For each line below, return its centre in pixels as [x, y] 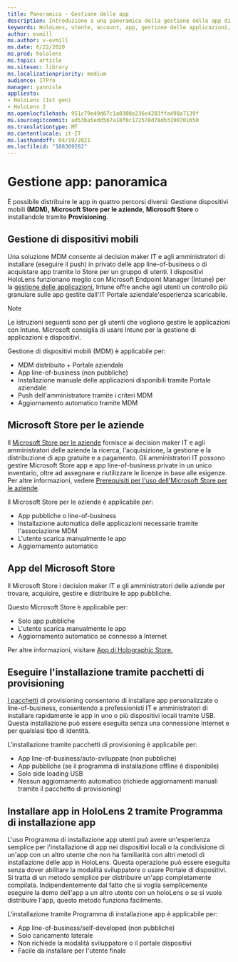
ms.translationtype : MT [43, 127]
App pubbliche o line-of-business [67, 515]
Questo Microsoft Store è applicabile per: [68, 607]
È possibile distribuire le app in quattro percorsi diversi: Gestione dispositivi [118, 202]
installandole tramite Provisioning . [58, 217]
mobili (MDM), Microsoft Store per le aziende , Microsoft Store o [103, 209]
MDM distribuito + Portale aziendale [71, 365]
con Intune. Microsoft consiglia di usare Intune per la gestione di [102, 330]
